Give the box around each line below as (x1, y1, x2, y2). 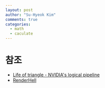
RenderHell (12, 77, 37, 83)
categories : (5, 21, 31, 27)
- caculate (10, 31, 33, 36)
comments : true (5, 17, 38, 22)
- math (10, 26, 24, 32)
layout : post (5, 7, 33, 13)
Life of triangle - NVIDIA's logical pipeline (12, 72, 100, 78)
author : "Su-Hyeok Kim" (5, 12, 56, 17)
